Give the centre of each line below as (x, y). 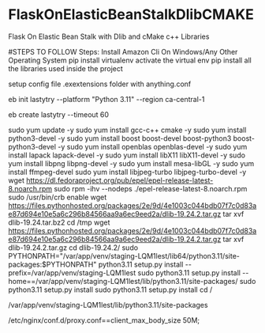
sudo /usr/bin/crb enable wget (58, 197)
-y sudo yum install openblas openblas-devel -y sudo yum (153, 146)
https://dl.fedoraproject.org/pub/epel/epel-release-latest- (120, 180)
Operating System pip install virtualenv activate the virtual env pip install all (130, 60)
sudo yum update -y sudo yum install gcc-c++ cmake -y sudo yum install (127, 130)
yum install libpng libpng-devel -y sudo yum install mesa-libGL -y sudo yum (131, 163)
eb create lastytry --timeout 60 (58, 114)
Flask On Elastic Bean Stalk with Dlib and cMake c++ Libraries (109, 36)
